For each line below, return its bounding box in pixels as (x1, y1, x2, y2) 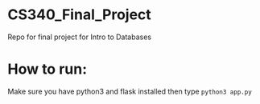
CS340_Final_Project (7, 6, 152, 24)
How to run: (7, 60, 88, 78)
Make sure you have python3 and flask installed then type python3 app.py (7, 86, 253, 96)
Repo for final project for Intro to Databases (7, 32, 152, 42)
